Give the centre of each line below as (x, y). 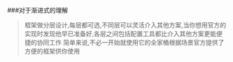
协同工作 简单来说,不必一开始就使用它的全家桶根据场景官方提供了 (130, 42)
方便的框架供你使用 (52, 51)
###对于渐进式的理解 (38, 10)
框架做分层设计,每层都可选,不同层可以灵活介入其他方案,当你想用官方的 (125, 25)
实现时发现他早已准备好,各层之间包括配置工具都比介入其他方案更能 (120, 34)
